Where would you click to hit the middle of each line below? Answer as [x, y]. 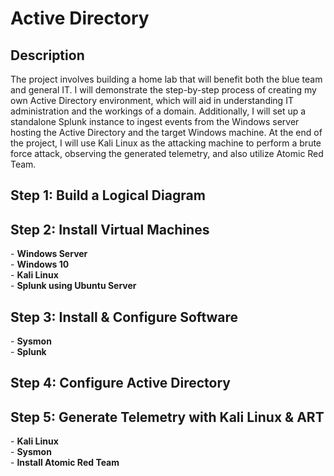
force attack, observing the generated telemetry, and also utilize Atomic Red [167, 153]
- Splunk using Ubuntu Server [73, 286]
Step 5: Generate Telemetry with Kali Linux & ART [167, 417]
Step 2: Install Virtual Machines [110, 229]
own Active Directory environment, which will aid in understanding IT [152, 100]
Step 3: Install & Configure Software [124, 317]
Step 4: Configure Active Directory [120, 383]
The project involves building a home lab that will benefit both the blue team [166, 79]
